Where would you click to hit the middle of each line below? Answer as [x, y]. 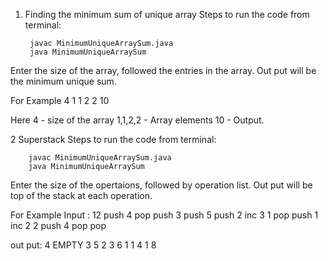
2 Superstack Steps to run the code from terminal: [113, 139]
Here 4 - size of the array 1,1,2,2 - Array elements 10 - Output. [137, 120]
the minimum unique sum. [63, 81]
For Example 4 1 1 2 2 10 [60, 100]
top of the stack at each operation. [81, 195]
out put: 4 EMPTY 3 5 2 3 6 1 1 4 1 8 [83, 245]
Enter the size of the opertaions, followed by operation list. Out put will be [161, 185]
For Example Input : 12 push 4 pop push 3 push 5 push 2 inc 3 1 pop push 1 [164, 215]
